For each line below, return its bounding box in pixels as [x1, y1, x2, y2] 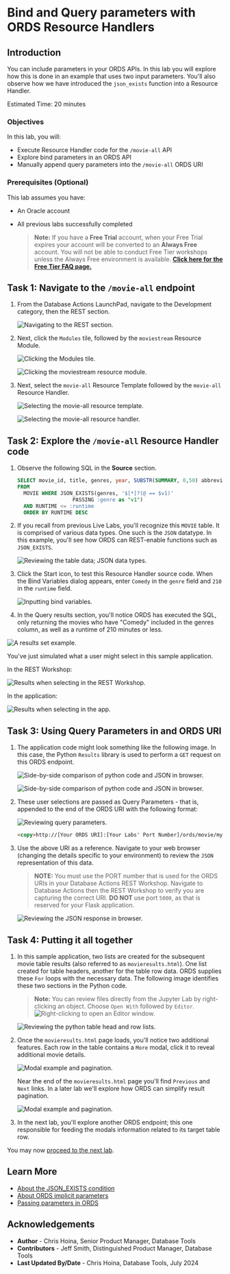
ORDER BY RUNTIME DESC [23, 509, 88, 516]
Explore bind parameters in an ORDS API [16, 153, 132, 162]
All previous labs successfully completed [16, 219, 133, 228]
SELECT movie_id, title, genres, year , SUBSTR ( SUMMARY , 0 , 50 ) [16, 477, 199, 484]
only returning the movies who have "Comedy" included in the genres [16, 618, 214, 627]
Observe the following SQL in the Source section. [16, 464, 157, 472]
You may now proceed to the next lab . [7, 1146, 114, 1154]
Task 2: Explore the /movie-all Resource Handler [7, 435, 219, 446]
